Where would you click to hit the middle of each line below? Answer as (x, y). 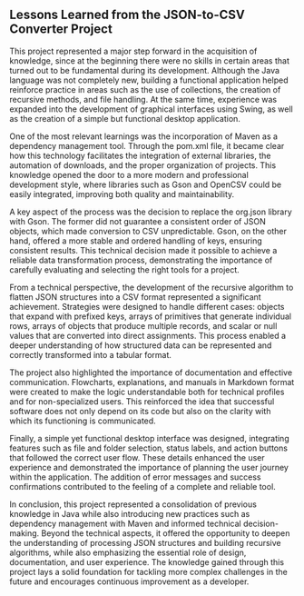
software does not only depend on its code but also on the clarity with (140, 411)
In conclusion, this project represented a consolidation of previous (133, 504)
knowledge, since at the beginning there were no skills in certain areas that (150, 60)
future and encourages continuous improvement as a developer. (129, 581)
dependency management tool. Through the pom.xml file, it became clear (147, 145)
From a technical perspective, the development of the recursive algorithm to (152, 287)
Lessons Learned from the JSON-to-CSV (127, 15)
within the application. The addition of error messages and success (135, 477)
